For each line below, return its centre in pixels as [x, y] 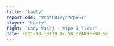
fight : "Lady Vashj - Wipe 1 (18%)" [52, 28]
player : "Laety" [26, 23]
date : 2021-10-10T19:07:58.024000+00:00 [57, 34]
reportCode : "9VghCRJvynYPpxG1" [46, 17]
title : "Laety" [25, 12]
